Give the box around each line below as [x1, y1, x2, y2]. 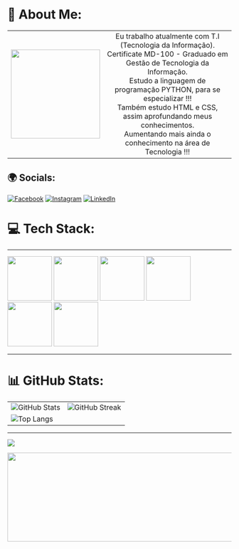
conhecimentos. [140, 120, 195, 130]
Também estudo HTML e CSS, [117, 102, 218, 112]
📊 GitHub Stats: [7, 373, 105, 388]
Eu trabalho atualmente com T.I [115, 31, 220, 41]
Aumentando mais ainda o [124, 129, 211, 139]
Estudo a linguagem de [129, 75, 206, 85]
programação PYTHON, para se [115, 85, 221, 95]
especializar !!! [143, 93, 192, 103]
